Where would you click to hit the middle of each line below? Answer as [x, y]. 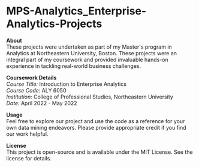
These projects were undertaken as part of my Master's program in [89, 47]
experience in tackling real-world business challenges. [74, 66]
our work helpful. [27, 134]
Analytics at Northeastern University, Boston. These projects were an [92, 53]
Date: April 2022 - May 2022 [42, 103]
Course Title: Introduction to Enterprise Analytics [67, 84]
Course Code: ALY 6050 [36, 90]
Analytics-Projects [54, 24]
